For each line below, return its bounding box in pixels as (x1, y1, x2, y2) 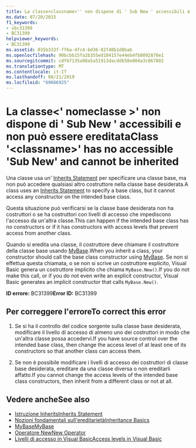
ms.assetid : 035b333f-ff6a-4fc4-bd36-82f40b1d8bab (6, 47, 133, 53)
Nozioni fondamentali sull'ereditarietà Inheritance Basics (14, 416, 150, 423)
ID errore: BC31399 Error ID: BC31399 (6, 289, 97, 297)
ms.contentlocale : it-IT (6, 69, 67, 75)
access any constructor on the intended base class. (6, 193, 131, 200)
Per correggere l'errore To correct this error (6, 307, 166, 317)
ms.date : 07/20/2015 (6, 14, 57, 20)
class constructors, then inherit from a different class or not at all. (14, 377, 173, 385)
